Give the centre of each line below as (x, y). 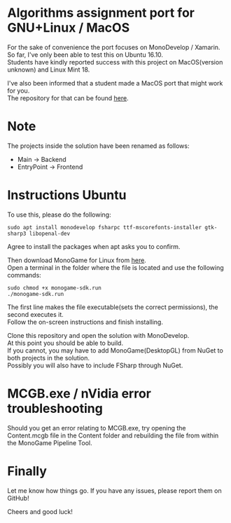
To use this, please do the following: (59, 215)
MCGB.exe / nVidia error (79, 393)
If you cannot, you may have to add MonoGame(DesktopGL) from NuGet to (115, 350)
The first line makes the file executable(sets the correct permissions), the (113, 307)
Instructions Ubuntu (67, 195)
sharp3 (17, 233)
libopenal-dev (50, 233)
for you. (19, 90)
